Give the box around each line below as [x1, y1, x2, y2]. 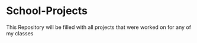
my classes [6, 29, 34, 37]
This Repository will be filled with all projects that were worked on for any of [6, 24, 191, 31]
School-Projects [6, 4, 88, 18]
